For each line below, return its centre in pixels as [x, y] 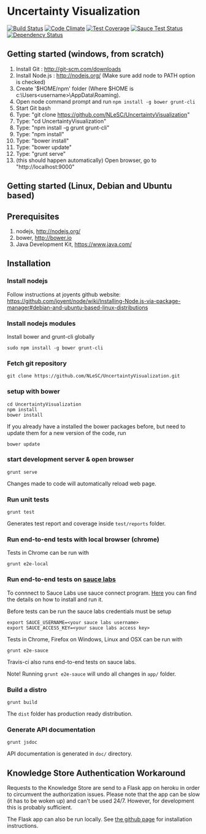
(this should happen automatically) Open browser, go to [86, 160]
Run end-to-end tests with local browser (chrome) [83, 539]
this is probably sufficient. [40, 808]
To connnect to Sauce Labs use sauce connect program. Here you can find [102, 593]
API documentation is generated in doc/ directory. [70, 754]
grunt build [22, 703]
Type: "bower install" [42, 141]
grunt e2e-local [28, 564]
